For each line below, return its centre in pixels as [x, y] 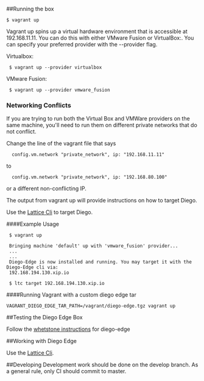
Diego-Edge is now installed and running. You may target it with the [100, 262]
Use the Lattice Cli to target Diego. [50, 212]
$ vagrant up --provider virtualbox [55, 67]
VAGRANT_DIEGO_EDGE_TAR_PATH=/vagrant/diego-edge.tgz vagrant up [91, 306]
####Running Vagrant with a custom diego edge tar [72, 295]
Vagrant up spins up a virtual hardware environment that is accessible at [97, 31]
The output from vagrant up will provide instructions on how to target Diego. [102, 201]
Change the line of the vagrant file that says [61, 144]
